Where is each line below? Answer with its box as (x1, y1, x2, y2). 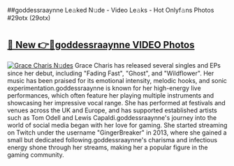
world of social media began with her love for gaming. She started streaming (7, 121, 228, 129)
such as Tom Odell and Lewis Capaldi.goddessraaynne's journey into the (7, 113, 217, 121)
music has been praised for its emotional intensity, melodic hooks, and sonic (7, 76, 227, 84)
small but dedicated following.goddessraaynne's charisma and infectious (7, 135, 218, 144)
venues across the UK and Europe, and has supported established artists (7, 106, 218, 114)
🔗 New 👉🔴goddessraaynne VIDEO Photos (7, 39, 195, 51)
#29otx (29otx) (7, 14, 51, 22)
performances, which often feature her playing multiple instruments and (7, 91, 214, 100)
